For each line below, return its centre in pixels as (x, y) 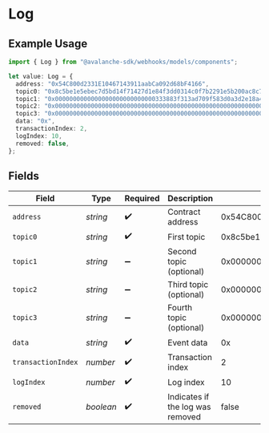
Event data (188, 342)
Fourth (180, 308)
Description (191, 199)
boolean (101, 407)
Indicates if (189, 397)
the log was (189, 407)
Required (142, 199)
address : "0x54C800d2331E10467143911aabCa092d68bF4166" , (112, 84)
